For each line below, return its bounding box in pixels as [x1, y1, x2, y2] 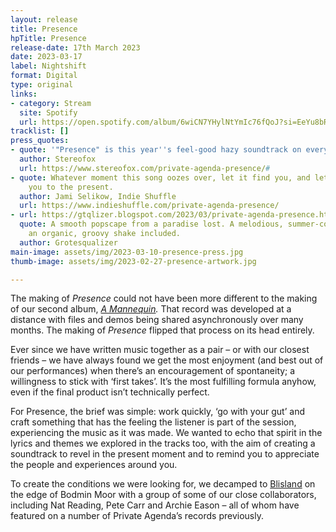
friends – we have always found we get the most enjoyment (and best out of [10, 354, 324, 366]
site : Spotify [19, 107, 78, 118]
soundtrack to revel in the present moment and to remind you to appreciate [10, 448, 320, 460]
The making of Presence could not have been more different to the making [10, 292, 318, 305]
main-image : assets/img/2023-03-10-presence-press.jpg [10, 247, 244, 257]
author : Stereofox [19, 154, 97, 164]
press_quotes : [10, 136, 70, 146]
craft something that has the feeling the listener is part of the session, [10, 416, 297, 428]
